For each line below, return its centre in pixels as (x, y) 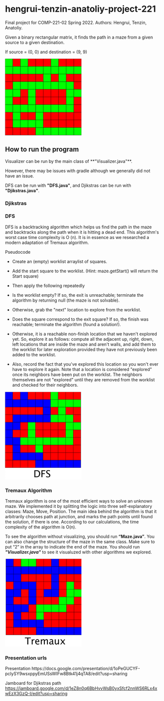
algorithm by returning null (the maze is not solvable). (66, 300)
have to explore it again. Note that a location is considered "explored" (82, 369)
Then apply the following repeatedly (48, 285)
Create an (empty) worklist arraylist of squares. (60, 261)
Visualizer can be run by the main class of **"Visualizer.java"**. (69, 161)
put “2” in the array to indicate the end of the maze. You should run (72, 547)
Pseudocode (18, 252)
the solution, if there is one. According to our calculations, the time (72, 522)
